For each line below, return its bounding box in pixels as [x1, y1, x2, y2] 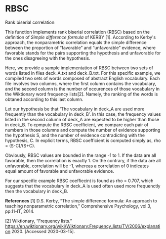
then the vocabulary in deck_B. [5, 188, 68, 194]
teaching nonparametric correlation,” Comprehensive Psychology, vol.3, [5, 203, 152, 209]
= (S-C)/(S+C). [5, 143, 36, 148]
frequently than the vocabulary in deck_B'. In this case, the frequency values [5, 111, 161, 117]
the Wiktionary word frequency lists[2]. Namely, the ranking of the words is [5, 91, 158, 97]
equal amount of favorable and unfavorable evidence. [5, 168, 115, 174]
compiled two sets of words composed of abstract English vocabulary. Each [5, 75, 160, 81]
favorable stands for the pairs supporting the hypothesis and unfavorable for [5, 50, 161, 56]
